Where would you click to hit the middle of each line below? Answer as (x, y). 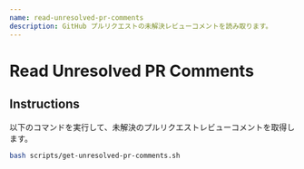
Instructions (44, 104)
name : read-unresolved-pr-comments (77, 18)
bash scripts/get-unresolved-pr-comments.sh (95, 155)
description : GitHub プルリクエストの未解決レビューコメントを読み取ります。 (141, 26)
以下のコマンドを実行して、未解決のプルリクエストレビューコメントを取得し (152, 127)
